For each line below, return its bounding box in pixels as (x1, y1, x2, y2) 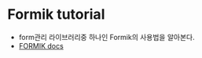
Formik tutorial (7, 5, 105, 24)
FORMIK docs (18, 41, 64, 50)
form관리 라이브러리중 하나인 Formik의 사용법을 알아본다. (18, 32, 195, 42)
